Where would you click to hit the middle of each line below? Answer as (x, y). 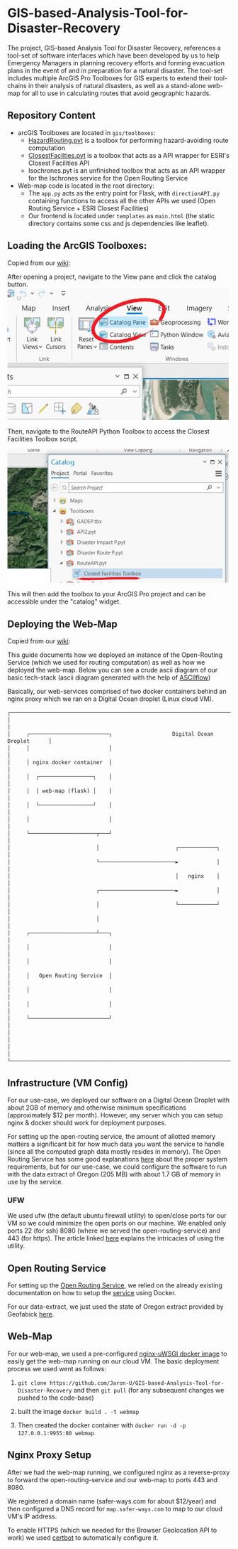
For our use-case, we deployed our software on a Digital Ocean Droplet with (119, 1100)
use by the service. (35, 1181)
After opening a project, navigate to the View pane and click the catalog (112, 277)
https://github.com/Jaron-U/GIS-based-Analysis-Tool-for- (137, 1383)
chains (17, 85)
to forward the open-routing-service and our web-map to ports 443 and (113, 1479)
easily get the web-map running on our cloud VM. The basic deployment (113, 1361)
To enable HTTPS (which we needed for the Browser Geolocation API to (112, 1530)
